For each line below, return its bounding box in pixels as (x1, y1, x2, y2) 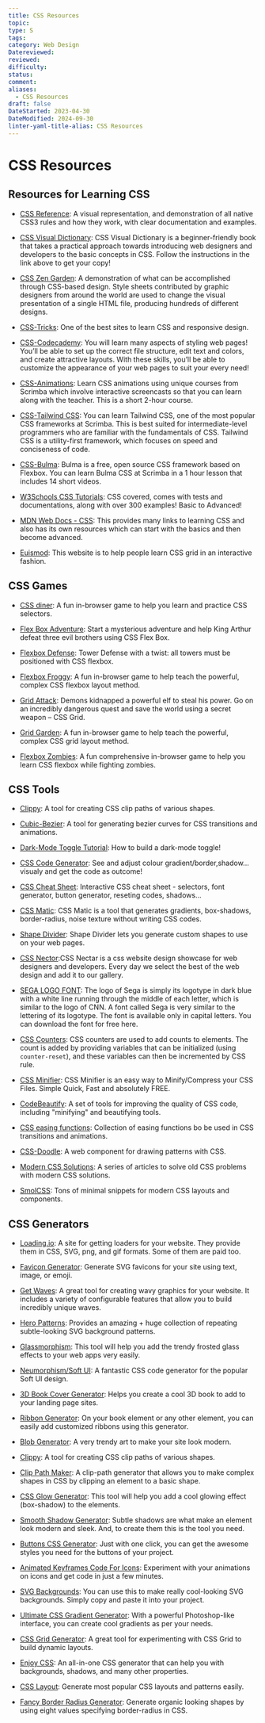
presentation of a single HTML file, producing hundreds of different (19, 298, 239, 308)
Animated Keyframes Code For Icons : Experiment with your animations (19, 1563, 251, 1572)
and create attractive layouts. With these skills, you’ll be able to (19, 354, 225, 364)
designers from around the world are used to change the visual (19, 290, 225, 300)
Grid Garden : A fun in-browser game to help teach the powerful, (19, 727, 229, 737)
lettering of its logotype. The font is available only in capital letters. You (19, 1011, 252, 1020)
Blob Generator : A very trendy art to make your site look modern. (19, 1437, 232, 1447)
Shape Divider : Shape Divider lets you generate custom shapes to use (19, 929, 248, 940)
